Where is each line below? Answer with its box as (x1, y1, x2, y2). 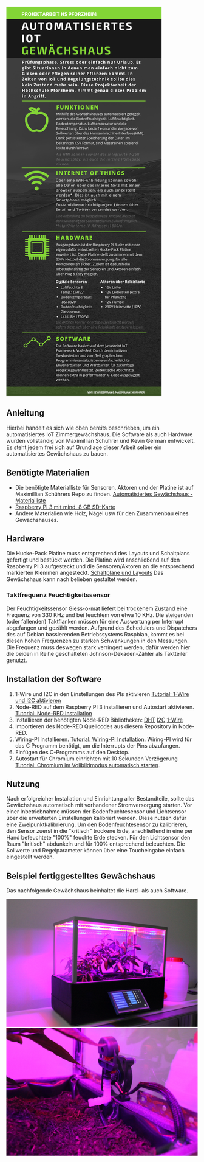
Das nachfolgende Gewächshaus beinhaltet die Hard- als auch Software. (6, 887, 188, 894)
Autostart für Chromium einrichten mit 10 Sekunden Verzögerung (15, 755, 178, 762)
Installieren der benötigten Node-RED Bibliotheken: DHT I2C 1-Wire (15, 716, 183, 723)
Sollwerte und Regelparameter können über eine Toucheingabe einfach (6, 847, 185, 854)
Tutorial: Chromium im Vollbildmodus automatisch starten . (15, 761, 160, 768)
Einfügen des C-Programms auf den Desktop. (15, 748, 129, 756)
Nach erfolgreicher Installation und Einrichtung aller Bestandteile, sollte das (6, 795, 195, 802)
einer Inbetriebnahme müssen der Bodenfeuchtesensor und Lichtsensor (6, 808, 186, 815)
